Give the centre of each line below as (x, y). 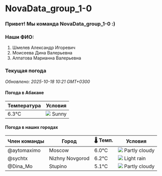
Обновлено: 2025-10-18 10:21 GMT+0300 (48, 81)
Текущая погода (26, 71)
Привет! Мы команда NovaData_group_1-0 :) (60, 24)
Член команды (26, 141)
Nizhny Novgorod (69, 158)
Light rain (135, 158)
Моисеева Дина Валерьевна (42, 53)
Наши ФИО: (20, 37)
